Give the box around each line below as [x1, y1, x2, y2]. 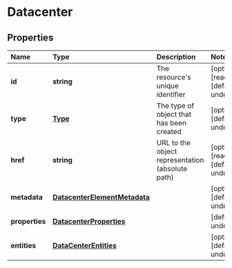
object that [156, 110, 192, 119]
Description [156, 52, 196, 61]
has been [156, 118, 187, 128]
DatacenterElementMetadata [52, 193, 150, 202]
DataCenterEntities [52, 241, 117, 250]
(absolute [156, 164, 188, 173]
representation [156, 155, 204, 164]
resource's [156, 73, 191, 82]
